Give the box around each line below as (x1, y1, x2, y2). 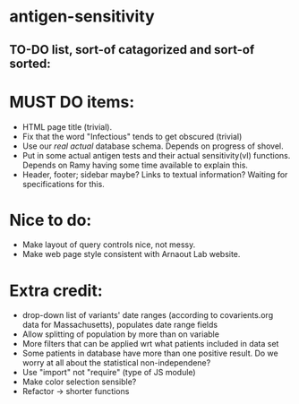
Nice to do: (9, 210, 92, 230)
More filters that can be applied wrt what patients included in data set (21, 339, 279, 349)
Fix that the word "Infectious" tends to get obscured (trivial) (21, 131, 243, 142)
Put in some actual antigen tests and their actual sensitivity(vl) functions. (21, 150, 291, 160)
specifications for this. (21, 178, 105, 189)
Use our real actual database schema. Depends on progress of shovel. (21, 141, 284, 151)
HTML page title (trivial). (21, 121, 113, 132)
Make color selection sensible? (21, 376, 137, 387)
